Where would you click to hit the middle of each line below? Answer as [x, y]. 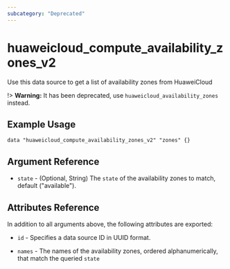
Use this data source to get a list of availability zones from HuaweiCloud [110, 82]
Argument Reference [53, 161]
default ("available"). [46, 186]
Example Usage [42, 124]
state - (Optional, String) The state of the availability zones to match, [116, 178]
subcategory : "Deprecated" [46, 14]
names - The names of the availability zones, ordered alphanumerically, [117, 251]
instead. [19, 103]
